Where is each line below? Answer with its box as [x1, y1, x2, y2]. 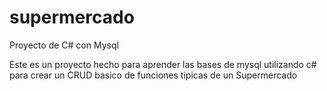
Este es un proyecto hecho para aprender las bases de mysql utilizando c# [9, 58, 317, 70]
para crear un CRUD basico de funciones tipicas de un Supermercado [9, 69, 298, 81]
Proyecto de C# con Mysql [9, 39, 119, 51]
